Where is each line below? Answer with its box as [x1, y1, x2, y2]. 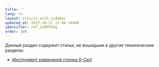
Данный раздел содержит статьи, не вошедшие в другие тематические [5, 43, 154, 48]
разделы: [5, 47, 24, 53]
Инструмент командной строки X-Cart [12, 57, 92, 62]
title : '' [5, 7, 25, 12]
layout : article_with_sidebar [5, 16, 66, 21]
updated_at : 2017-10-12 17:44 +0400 [5, 20, 79, 25]
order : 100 [5, 29, 27, 34]
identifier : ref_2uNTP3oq [5, 25, 57, 30]
